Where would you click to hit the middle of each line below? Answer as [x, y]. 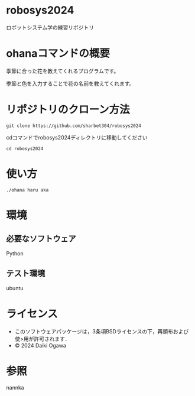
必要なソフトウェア [41, 239]
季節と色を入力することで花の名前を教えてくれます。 [70, 83]
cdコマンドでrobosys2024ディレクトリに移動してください [77, 137]
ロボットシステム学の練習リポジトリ [50, 27]
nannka [15, 388]
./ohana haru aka [27, 190]
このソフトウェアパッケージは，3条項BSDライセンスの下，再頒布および [102, 331]
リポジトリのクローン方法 [68, 110]
